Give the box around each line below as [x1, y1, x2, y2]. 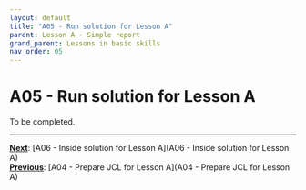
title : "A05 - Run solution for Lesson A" [9, 22, 173, 31]
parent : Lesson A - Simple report [9, 30, 141, 39]
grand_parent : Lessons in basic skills [9, 38, 161, 48]
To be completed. [9, 116, 76, 127]
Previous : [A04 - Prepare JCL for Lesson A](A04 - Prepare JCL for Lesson [9, 162, 291, 173]
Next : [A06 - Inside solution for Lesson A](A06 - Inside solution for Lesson [9, 143, 290, 154]
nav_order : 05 [9, 47, 64, 56]
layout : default [9, 13, 71, 23]
